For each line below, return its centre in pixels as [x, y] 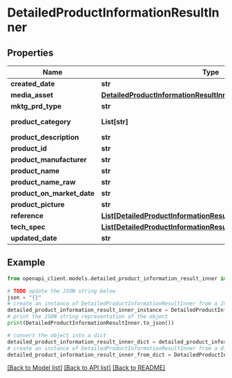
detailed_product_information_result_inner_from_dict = [89, 355]
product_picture [38, 205]
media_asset [32, 95]
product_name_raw [43, 182]
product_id [29, 148]
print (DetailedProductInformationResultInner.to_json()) [91, 323]
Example [26, 262]
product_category [41, 122]
